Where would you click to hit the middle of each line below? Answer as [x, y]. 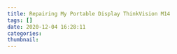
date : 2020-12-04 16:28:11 [47, 27]
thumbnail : [23, 40]
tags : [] [20, 20]
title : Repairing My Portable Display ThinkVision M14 [89, 14]
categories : [24, 33]
